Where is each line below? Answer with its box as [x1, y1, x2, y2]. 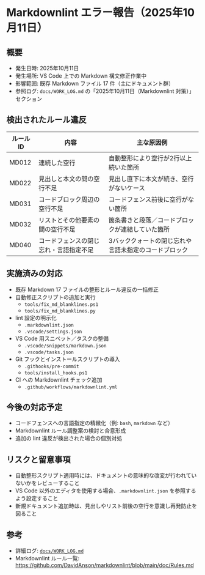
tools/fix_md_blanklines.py [24, 308, 96, 314]
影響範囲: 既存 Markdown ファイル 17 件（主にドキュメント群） [15, 80, 174, 87]
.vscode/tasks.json [24, 349, 74, 355]
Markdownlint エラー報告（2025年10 [6, 6, 195, 20]
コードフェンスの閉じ [38, 236, 100, 245]
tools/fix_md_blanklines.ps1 [24, 301, 99, 308]
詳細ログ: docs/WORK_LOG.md [15, 547, 84, 554]
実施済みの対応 [6, 269, 63, 279]
